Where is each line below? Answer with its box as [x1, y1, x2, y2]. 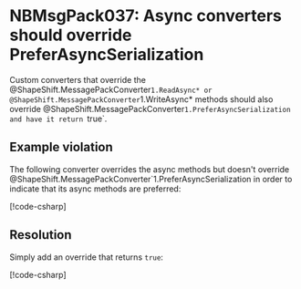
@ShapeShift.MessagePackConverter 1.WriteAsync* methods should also [9, 93, 274, 105]
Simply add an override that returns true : [9, 252, 164, 263]
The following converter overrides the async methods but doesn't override [9, 163, 290, 174]
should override [9, 25, 132, 46]
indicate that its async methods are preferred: [9, 183, 182, 194]
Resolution [9, 227, 72, 243]
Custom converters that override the [9, 74, 146, 85]
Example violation [9, 139, 114, 155]
